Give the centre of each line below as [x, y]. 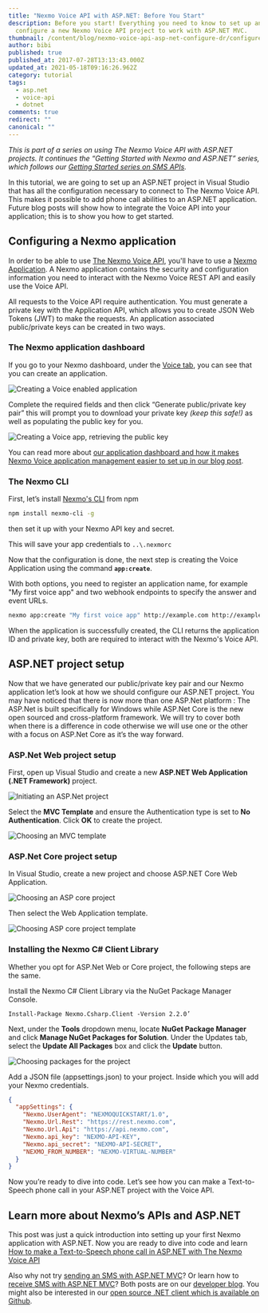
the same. [25, 975]
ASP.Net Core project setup [63, 856]
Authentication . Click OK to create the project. [85, 820]
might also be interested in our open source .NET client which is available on [134, 1293]
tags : [17, 82]
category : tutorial [41, 75]
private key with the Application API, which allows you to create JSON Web [132, 310]
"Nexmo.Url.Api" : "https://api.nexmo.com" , [96, 1130]
